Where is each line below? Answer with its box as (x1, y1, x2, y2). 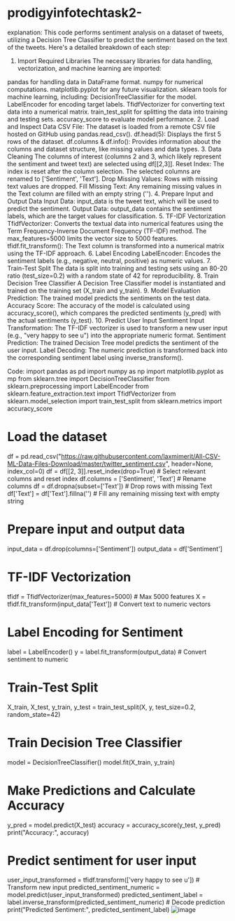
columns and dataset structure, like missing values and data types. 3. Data (7, 144, 222, 153)
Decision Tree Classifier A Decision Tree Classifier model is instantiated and (7, 278, 226, 287)
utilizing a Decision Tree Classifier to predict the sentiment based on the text (7, 35, 227, 43)
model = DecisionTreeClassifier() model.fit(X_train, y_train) (7, 758, 176, 766)
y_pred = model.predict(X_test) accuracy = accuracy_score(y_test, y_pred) (7, 821, 221, 829)
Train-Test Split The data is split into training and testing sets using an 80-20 (7, 264, 228, 272)
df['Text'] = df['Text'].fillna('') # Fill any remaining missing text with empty (7, 489, 220, 497)
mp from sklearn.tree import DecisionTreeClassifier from (7, 374, 170, 383)
